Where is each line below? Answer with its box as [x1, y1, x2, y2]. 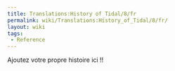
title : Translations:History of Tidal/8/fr [7, 10, 137, 18]
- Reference [10, 37, 46, 44]
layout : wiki [7, 23, 46, 30]
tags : [7, 30, 23, 37]
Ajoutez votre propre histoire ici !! [7, 56, 104, 64]
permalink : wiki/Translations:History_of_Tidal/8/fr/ [7, 17, 169, 24]
